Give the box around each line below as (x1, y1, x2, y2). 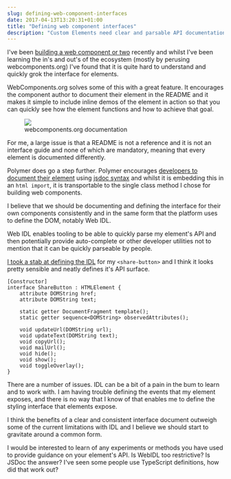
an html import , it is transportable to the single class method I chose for (7, 181, 211, 190)
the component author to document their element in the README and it (7, 91, 208, 99)
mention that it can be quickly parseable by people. (7, 245, 153, 253)
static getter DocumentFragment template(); (19, 309, 149, 315)
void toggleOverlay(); (19, 362, 85, 370)
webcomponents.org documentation (24, 125, 128, 134)
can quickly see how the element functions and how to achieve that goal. (7, 105, 214, 113)
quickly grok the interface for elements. (7, 70, 119, 78)
